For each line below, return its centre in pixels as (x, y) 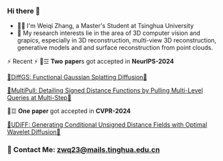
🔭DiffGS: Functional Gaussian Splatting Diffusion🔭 (77, 77)
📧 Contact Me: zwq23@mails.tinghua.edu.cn (83, 150)
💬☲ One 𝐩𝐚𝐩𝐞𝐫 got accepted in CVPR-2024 (69, 111)
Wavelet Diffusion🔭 (34, 132)
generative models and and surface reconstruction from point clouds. (115, 48)
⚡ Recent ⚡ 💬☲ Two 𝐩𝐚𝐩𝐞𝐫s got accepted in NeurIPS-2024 (91, 62)
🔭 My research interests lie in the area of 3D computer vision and (108, 33)
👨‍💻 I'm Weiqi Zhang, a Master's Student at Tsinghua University (105, 26)
